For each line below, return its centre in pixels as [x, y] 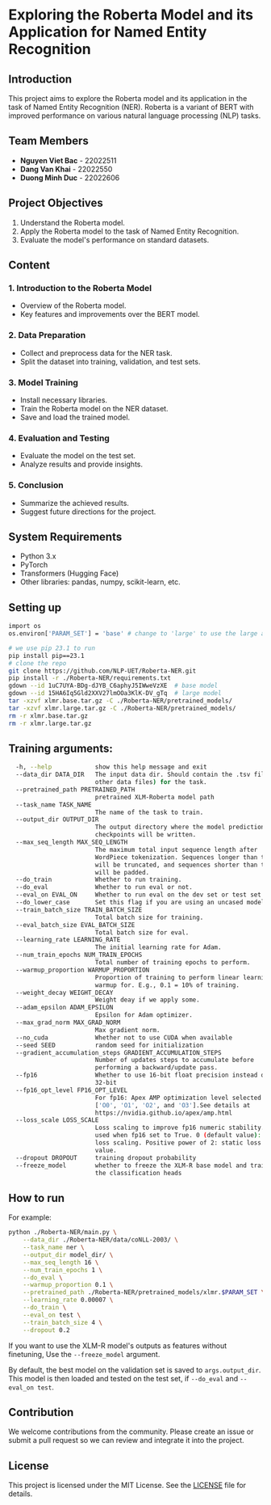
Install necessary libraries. [63, 400]
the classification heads [138, 1173]
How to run [37, 1198]
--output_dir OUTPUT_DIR [57, 820]
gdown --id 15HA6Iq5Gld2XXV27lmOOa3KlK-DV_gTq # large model [115, 693]
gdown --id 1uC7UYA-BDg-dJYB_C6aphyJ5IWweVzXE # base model [113, 686]
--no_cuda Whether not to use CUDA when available [124, 1037]
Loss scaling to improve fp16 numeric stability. [180, 1128]
